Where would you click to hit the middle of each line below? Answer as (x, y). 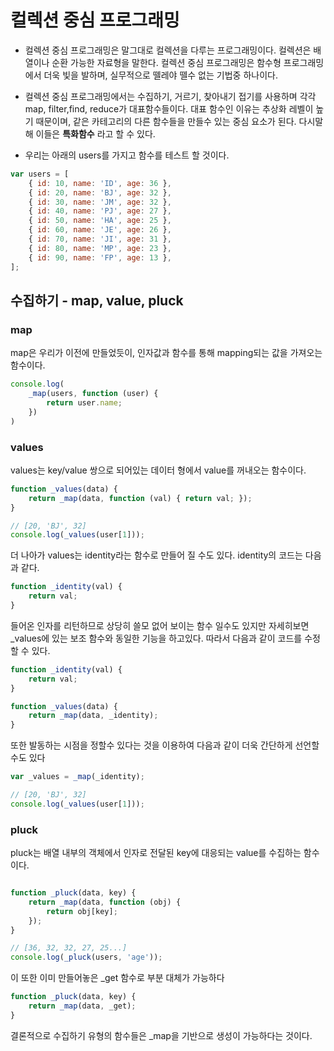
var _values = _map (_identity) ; (77, 777)
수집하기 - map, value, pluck (97, 300)
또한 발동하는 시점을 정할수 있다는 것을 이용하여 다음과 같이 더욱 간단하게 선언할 (165, 745)
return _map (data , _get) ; (82, 1006)
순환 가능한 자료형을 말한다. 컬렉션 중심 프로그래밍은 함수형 (166, 62)
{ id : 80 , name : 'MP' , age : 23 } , (100, 248)
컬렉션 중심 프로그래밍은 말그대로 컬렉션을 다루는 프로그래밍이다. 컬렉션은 (168, 50)
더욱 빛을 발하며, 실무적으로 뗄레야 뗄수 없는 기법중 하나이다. (160, 75)
